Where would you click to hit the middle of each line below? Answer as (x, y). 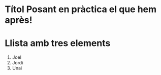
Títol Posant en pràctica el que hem (81, 9)
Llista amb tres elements (58, 43)
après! (19, 20)
